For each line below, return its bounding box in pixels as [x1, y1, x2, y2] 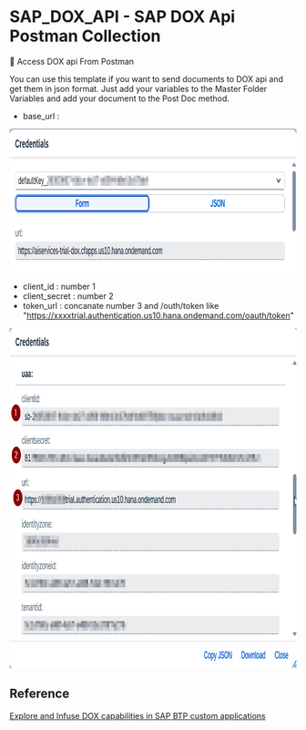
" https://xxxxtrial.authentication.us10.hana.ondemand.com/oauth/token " [22, 310, 294, 321]
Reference [9, 686, 70, 702]
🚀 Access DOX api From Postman [9, 56, 135, 67]
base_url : [22, 110, 60, 121]
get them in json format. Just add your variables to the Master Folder [9, 83, 268, 94]
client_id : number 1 [22, 281, 96, 292]
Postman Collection [9, 26, 161, 46]
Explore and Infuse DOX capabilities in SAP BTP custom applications [9, 710, 266, 721]
